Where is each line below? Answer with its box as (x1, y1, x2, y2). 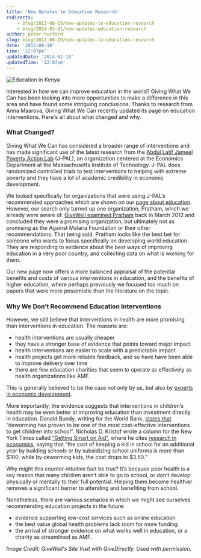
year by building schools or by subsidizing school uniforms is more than (6, 447, 185, 454)
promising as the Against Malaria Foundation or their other (6, 224, 150, 231)
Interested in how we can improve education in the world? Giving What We (6, 87, 191, 95)
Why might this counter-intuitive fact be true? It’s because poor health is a (6, 465, 190, 472)
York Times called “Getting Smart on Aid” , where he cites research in (6, 434, 177, 442)
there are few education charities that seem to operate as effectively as (14, 366, 192, 373)
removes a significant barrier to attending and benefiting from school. (6, 484, 179, 492)
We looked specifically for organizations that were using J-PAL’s (6, 192, 165, 199)
